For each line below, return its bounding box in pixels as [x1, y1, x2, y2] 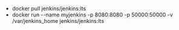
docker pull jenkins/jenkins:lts [11, 5, 86, 12]
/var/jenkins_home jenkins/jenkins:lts [11, 18, 105, 24]
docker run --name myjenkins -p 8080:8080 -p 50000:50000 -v [11, 11, 174, 18]
